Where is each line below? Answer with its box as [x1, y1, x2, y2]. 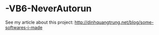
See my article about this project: [5, 19, 74, 25]
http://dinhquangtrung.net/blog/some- [74, 19, 154, 25]
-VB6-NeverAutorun [5, 3, 92, 14]
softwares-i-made [5, 24, 43, 30]
